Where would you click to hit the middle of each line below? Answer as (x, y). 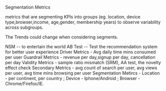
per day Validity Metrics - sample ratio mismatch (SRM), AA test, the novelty (83, 62)
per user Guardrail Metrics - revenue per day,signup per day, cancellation (80, 57)
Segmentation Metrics (28, 7)
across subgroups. (24, 27)
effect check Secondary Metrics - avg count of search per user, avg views (81, 68)
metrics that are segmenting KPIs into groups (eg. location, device (73, 17)
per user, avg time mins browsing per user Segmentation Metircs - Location (83, 73)
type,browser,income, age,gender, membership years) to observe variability (83, 22)
